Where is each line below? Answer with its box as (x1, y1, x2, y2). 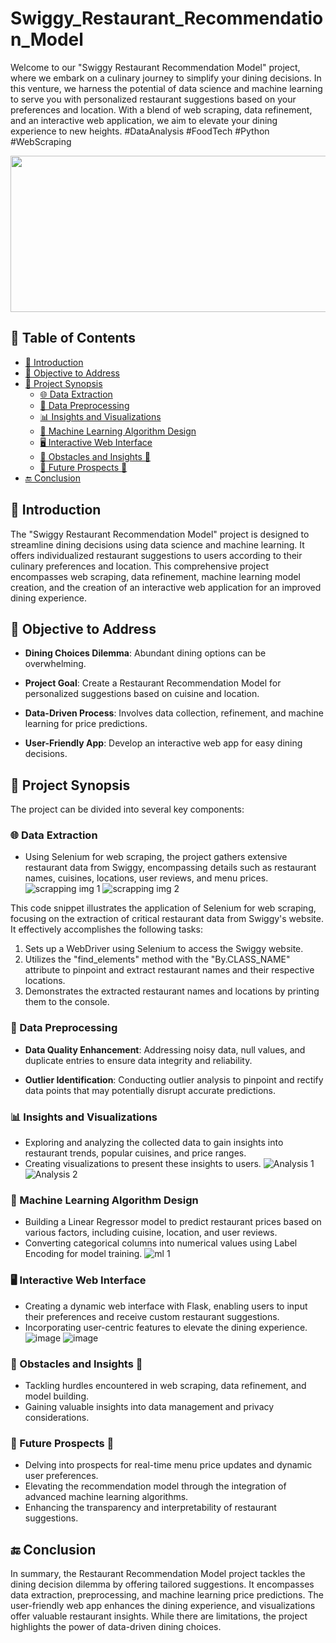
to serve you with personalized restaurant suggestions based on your (10, 93, 297, 105)
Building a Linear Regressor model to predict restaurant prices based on (24, 1216, 322, 1228)
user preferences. (24, 1470, 99, 1482)
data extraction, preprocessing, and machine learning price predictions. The (10, 1589, 324, 1601)
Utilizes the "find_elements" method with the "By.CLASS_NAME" (24, 953, 291, 966)
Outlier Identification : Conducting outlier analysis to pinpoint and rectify (24, 1073, 324, 1086)
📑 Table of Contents (10, 330, 136, 347)
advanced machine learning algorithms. (24, 1491, 189, 1503)
